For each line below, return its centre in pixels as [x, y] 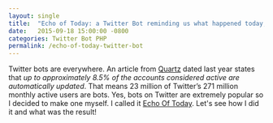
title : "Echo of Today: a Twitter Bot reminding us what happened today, [138, 23]
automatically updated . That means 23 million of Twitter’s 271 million [123, 87]
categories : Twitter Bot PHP [58, 38]
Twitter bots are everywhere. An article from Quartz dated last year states [132, 69]
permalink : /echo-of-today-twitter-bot [76, 46]
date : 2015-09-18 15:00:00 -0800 [69, 31]
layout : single [34, 16]
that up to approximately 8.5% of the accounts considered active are [124, 78]
